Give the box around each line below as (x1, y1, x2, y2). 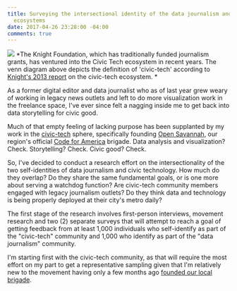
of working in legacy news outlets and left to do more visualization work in (7, 94, 224, 102)
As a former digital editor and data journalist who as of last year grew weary (7, 86, 228, 95)
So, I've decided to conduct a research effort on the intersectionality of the (7, 159, 225, 167)
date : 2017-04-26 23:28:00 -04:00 (7, 23, 109, 30)
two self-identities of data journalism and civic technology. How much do (7, 166, 220, 175)
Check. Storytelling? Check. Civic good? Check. (7, 145, 147, 154)
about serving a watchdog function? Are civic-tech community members (7, 181, 219, 190)
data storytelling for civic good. (7, 109, 99, 117)
